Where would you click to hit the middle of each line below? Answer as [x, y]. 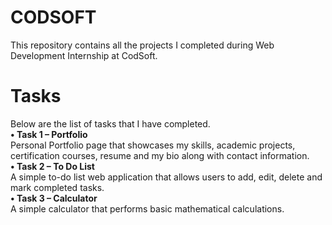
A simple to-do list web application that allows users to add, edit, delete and [166, 177]
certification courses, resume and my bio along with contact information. [160, 155]
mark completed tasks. [57, 187]
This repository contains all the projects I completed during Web [142, 45]
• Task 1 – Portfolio [49, 134]
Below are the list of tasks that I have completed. [110, 123]
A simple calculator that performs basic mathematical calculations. [147, 208]
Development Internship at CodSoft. [84, 55]
